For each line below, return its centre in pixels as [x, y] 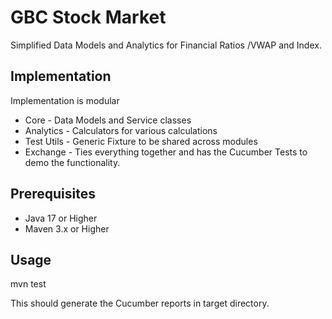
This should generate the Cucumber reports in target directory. [140, 303]
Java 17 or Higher [61, 218]
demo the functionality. [72, 162]
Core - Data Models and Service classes [108, 120]
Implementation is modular [65, 100]
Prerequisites [53, 194]
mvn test [28, 284]
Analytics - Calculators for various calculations [121, 130]
